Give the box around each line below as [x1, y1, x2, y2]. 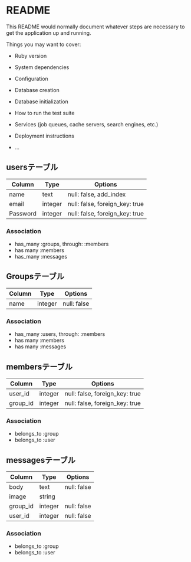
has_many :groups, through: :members [14, 240, 109, 248]
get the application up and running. [6, 29, 91, 36]
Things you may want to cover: [6, 41, 81, 48]
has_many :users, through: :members [14, 331, 106, 338]
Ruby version [14, 52, 47, 59]
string [39, 492, 55, 501]
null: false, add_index [67, 190, 126, 198]
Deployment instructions [14, 132, 75, 139]
